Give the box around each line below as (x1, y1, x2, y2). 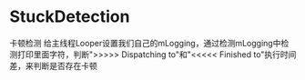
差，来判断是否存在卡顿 (9, 60, 97, 71)
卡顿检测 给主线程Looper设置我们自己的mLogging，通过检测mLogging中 (9, 37, 281, 48)
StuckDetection (9, 6, 130, 27)
